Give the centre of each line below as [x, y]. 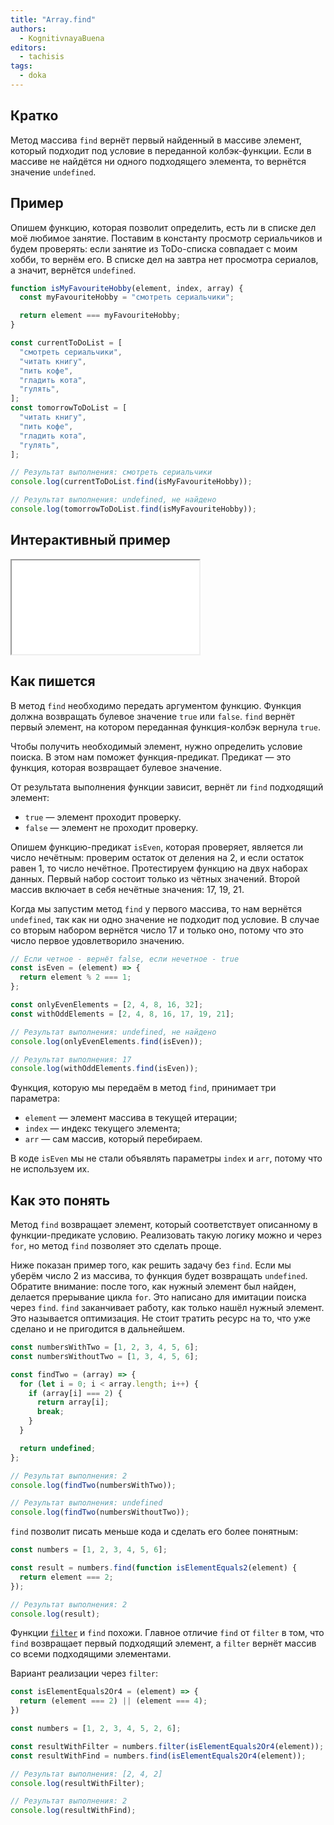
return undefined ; [58, 1448]
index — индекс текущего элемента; [102, 1128]
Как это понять [60, 1200]
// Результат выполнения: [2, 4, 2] [86, 1774]
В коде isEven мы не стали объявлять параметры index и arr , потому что [166, 1158]
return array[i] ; [73, 1402]
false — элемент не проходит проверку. [111, 827]
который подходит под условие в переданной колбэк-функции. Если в [161, 150]
